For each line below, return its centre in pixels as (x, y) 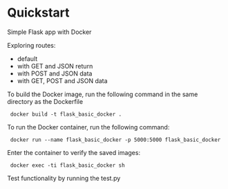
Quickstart (39, 13)
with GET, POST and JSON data (63, 80)
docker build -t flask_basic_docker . (66, 114)
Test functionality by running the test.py (64, 178)
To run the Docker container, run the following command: (88, 127)
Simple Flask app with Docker (49, 32)
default (27, 58)
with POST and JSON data (55, 73)
